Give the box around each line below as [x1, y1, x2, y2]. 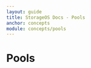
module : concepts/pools [6, 25, 67, 32]
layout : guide [6, 8, 42, 15]
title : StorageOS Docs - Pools [6, 14, 86, 20]
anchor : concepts [6, 20, 50, 26]
